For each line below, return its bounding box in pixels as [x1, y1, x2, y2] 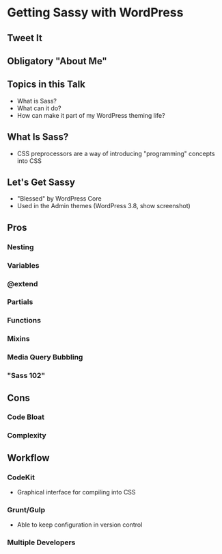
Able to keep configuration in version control [16, 520, 143, 529]
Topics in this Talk [7, 79, 85, 90]
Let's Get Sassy [7, 176, 75, 188]
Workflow [7, 452, 50, 464]
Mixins [7, 334, 30, 344]
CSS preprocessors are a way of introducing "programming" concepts [16, 149, 215, 158]
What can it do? [16, 104, 61, 112]
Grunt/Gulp [7, 505, 46, 515]
